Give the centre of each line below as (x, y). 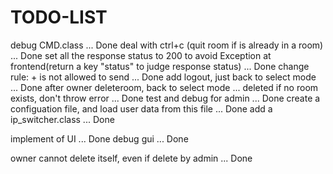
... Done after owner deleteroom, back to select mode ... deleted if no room (164, 87)
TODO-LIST (59, 17)
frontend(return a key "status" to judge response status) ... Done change (160, 66)
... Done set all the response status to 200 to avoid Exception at (141, 55)
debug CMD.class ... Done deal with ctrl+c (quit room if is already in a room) (167, 45)
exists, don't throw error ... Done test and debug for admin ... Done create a (165, 98)
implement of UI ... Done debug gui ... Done (99, 138)
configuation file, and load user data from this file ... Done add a (141, 108)
